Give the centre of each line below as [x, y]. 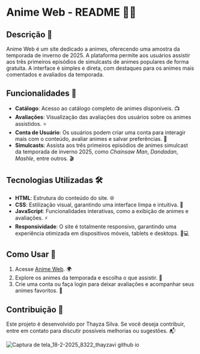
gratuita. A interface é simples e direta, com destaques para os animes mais [100, 68]
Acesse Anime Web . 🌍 [43, 269]
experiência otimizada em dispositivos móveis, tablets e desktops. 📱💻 [102, 233]
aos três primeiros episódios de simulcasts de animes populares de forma [98, 62]
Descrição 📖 [29, 35]
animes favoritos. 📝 [39, 291]
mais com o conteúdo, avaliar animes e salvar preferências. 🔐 [91, 138]
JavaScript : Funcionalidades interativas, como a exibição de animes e [102, 211]
